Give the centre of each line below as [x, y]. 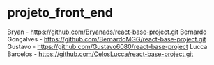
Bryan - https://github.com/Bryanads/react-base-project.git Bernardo [107, 32]
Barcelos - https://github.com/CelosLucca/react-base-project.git [100, 54]
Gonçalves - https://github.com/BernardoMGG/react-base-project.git [107, 39]
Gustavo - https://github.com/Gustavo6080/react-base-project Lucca [107, 46]
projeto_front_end [60, 13]
